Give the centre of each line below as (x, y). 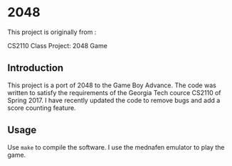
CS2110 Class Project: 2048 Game (58, 45)
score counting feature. (42, 108)
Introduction (36, 68)
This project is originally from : (52, 32)
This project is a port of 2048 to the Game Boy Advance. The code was (112, 85)
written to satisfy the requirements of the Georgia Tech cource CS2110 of (114, 92)
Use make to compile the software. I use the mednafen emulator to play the (116, 147)
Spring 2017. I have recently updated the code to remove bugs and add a (114, 100)
